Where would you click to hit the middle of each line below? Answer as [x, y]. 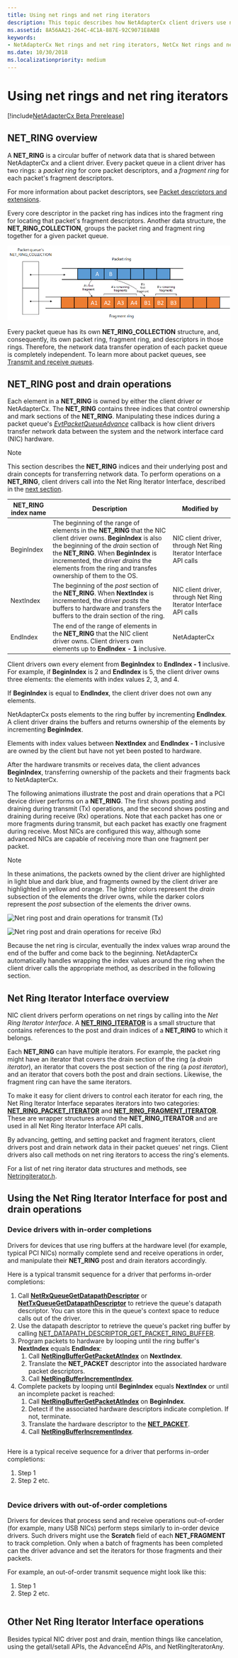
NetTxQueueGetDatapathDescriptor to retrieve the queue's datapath [119, 1303]
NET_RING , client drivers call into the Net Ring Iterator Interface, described [117, 482]
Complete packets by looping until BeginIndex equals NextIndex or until [123, 1386]
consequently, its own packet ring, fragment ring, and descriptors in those [115, 339]
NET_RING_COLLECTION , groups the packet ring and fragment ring [106, 228]
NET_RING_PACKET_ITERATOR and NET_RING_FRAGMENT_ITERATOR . [113, 1111]
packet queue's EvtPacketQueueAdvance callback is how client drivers [111, 424]
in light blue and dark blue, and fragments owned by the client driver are [113, 882]
